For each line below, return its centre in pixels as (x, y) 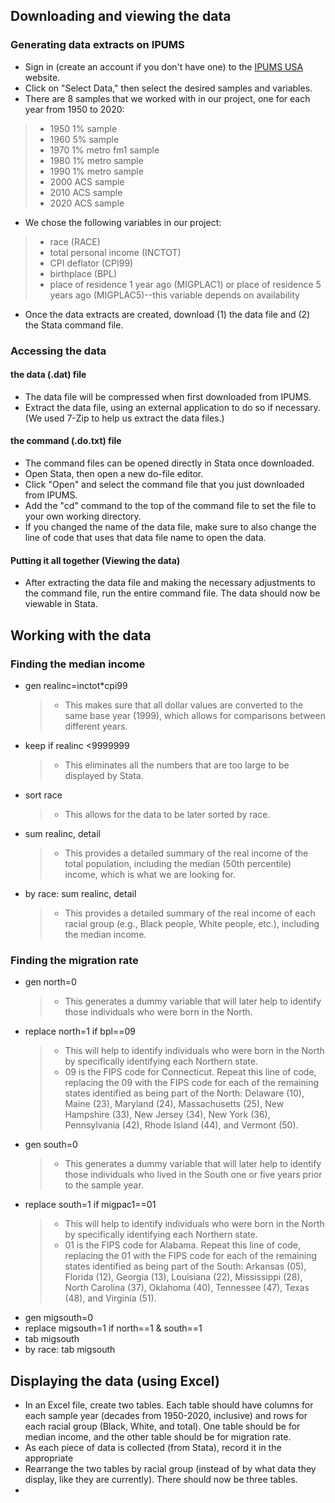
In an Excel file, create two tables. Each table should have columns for (169, 1405)
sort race (43, 795)
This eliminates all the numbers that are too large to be (177, 765)
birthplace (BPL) (83, 273)
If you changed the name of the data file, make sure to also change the (170, 527)
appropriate (49, 1458)
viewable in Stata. (61, 604)
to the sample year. (104, 1185)
